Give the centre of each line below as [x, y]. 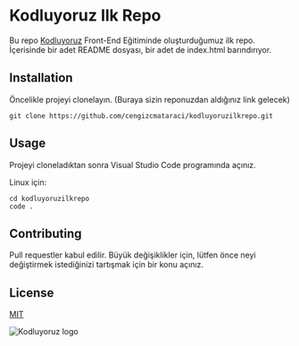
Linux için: [28, 182]
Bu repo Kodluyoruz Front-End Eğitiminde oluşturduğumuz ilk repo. [133, 40]
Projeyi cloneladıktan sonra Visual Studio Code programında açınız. [133, 165]
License [32, 293]
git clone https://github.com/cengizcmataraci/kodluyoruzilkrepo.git [141, 116]
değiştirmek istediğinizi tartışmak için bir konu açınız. [106, 265]
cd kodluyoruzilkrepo [50, 198]
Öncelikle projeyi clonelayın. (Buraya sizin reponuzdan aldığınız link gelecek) [149, 99]
